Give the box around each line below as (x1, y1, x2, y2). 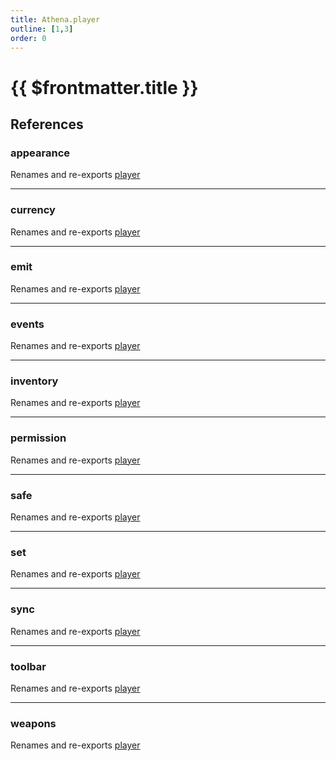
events (10, 317, 45, 331)
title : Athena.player (10, 14, 101, 25)
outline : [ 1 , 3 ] (10, 24, 74, 34)
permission (10, 431, 67, 445)
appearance (10, 146, 71, 160)
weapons (10, 716, 57, 730)
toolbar (10, 659, 47, 673)
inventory (10, 374, 59, 388)
